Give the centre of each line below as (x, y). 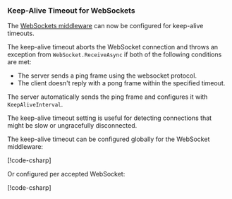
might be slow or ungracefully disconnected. (72, 126)
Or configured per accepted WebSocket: (66, 174)
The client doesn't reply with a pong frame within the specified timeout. (121, 83)
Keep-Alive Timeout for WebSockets (71, 11)
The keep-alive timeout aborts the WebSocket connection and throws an (113, 47)
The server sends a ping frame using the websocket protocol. (107, 76)
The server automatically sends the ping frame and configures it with (108, 97)
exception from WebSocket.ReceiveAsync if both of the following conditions (115, 54)
